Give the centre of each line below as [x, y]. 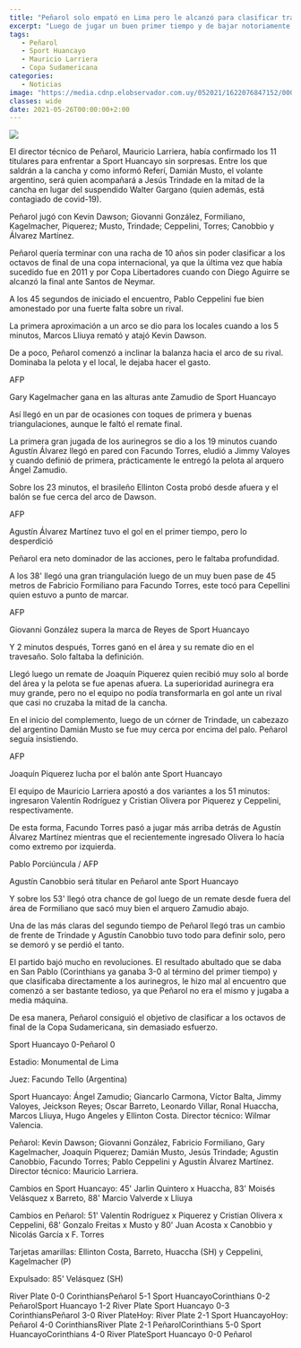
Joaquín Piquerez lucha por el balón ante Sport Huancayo [116, 774]
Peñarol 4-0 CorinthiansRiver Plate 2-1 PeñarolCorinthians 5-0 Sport [135, 1325]
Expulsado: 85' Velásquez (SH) [66, 1279]
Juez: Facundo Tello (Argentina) [69, 1079]
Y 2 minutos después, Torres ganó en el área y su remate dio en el [132, 648]
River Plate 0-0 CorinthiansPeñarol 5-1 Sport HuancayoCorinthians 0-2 [140, 1296]
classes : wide [36, 101]
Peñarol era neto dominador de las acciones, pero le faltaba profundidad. [144, 559]
